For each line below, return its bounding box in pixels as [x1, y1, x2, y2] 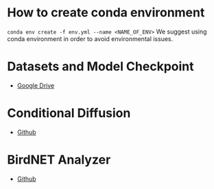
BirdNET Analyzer [7, 152, 111, 167]
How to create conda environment [7, 5, 205, 21]
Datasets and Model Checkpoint [7, 59, 194, 75]
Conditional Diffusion [7, 105, 131, 121]
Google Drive [16, 81, 55, 90]
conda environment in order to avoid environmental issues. [7, 34, 174, 42]
